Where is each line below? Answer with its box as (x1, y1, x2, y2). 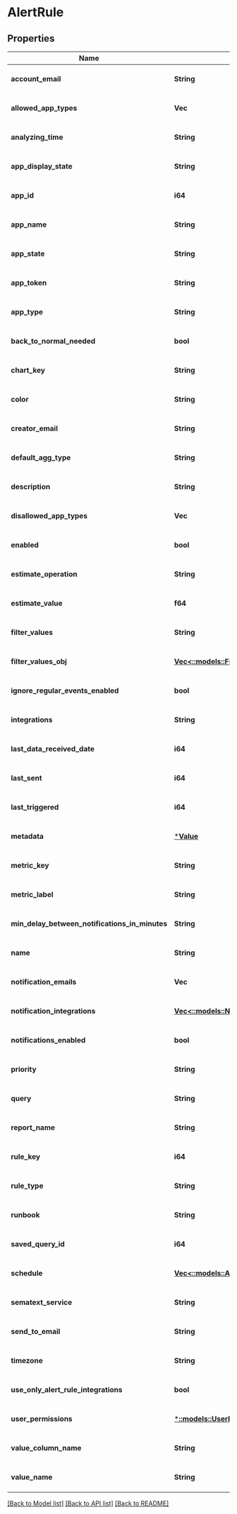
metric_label (11, 890, 54, 899)
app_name (11, 220, 47, 230)
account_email (11, 74, 61, 83)
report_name (11, 1123, 55, 1132)
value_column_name (11, 1443, 82, 1453)
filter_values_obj (11, 657, 67, 666)
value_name (11, 1472, 53, 1482)
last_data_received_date (11, 744, 95, 753)
